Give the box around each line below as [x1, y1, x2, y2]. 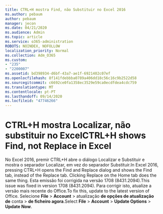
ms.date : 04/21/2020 [5, 26, 47, 30]
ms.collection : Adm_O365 [5, 53, 56, 58]
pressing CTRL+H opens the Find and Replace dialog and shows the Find [5, 167, 152, 173]
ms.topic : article [5, 35, 43, 40]
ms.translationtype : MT [5, 84, 54, 90]
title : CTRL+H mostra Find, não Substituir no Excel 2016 [5, 7, 126, 12]
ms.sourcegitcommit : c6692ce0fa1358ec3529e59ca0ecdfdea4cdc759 [5, 80, 137, 85]
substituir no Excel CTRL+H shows [5, 130, 146, 141]
